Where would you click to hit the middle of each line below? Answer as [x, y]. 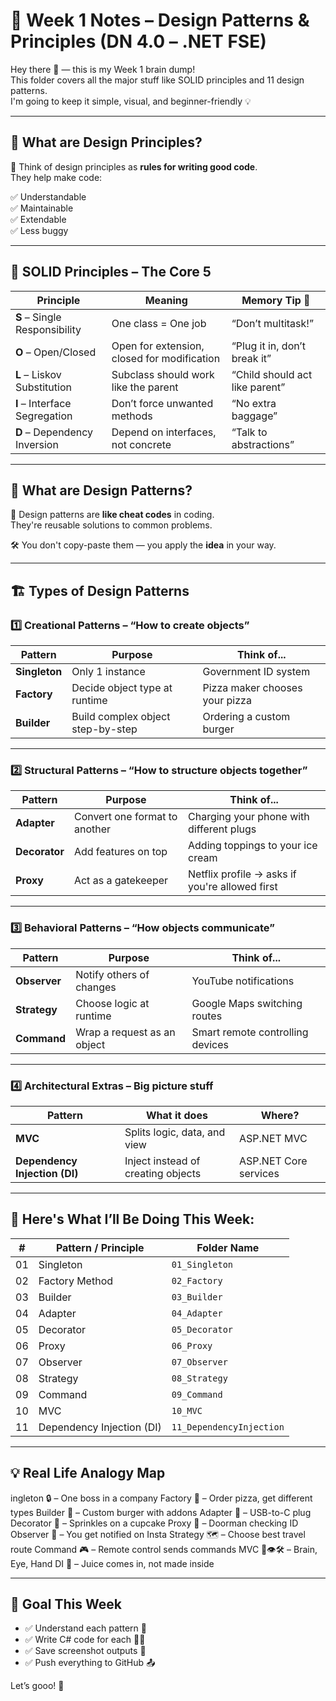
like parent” [258, 387]
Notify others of [112, 974]
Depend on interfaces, [164, 432]
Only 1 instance [108, 672]
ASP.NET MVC [273, 1138]
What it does [177, 1115]
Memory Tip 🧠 [276, 300]
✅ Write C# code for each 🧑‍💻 [85, 1640]
